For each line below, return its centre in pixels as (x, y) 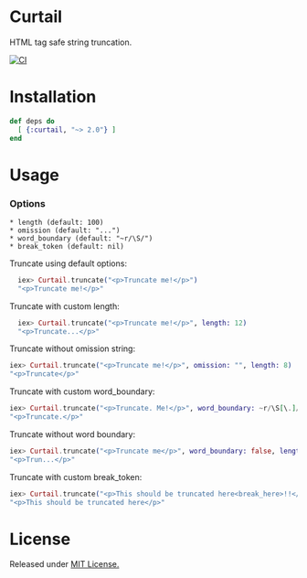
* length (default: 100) (57, 222)
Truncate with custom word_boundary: (82, 391)
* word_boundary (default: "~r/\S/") (81, 238)
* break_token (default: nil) (67, 246)
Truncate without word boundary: (72, 434)
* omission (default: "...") (65, 230)
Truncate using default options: (69, 263)
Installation (53, 97)
